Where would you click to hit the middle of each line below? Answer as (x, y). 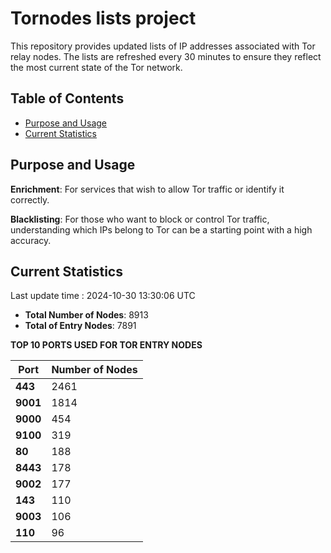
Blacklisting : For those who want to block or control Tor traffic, (140, 219)
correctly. (30, 199)
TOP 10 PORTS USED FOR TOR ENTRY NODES (106, 345)
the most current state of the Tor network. (96, 67)
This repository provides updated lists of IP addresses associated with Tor (163, 46)
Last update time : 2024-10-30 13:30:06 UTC (103, 296)
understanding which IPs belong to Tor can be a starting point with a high (161, 229)
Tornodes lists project (103, 18)
